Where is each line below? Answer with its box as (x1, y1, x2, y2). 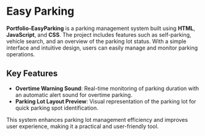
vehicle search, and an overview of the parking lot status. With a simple (6, 37, 187, 45)
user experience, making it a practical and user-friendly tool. (6, 123, 159, 130)
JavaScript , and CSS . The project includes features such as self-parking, (6, 31, 192, 38)
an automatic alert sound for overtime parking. (15, 91, 133, 99)
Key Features (6, 69, 58, 79)
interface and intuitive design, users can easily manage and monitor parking (6, 44, 198, 51)
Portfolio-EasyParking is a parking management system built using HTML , (6, 25, 196, 32)
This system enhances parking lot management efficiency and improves (6, 116, 188, 123)
